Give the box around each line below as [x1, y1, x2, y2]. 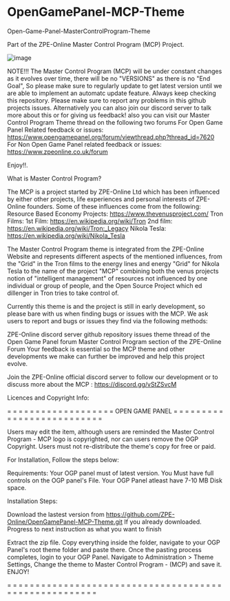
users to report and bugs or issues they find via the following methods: [7, 316, 208, 325]
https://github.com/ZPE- [105, 510, 176, 518]
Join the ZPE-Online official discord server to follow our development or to [7, 373, 218, 381]
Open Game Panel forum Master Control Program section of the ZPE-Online [7, 337, 222, 345]
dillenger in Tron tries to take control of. [7, 289, 119, 297]
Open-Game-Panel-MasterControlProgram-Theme [7, 27, 151, 35]
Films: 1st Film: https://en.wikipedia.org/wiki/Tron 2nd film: [7, 216, 173, 225]
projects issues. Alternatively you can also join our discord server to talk [7, 103, 212, 112]
